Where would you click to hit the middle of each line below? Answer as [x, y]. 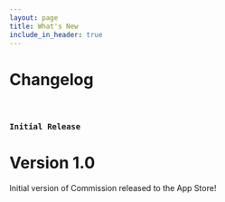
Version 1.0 [52, 163]
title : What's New [44, 26]
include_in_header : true [56, 34]
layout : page [34, 18]
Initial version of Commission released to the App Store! [113, 188]
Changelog [52, 79]
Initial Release [45, 127]
